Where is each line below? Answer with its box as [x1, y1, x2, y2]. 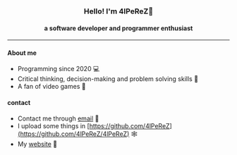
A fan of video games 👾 [17, 82, 86, 91]
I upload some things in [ [17, 121, 90, 130]
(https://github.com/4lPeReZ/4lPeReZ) [17, 130, 130, 138]
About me [7, 49, 37, 57]
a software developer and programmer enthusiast [44, 24, 193, 32]
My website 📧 [17, 139, 58, 148]
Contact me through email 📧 [17, 114, 99, 123]
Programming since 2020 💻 [17, 65, 100, 73]
